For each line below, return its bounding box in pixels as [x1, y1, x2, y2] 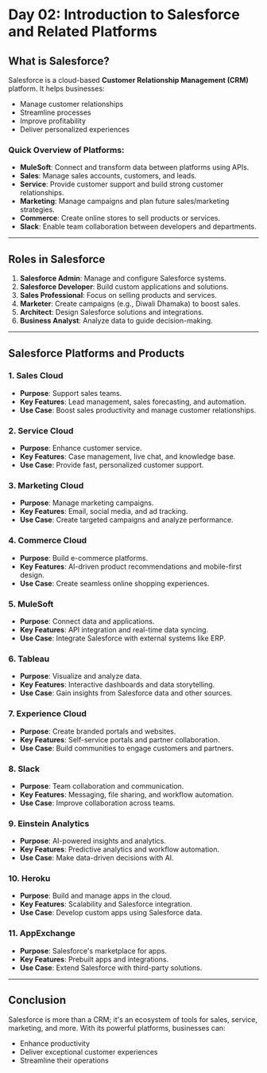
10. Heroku [8, 873, 51, 884]
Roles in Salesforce [8, 253, 106, 266]
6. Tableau [8, 653, 50, 664]
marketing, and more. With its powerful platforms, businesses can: [8, 1023, 226, 1032]
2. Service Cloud [8, 425, 74, 436]
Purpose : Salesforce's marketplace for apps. [19, 946, 167, 955]
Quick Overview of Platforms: [8, 144, 125, 155]
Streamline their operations [19, 1055, 109, 1065]
